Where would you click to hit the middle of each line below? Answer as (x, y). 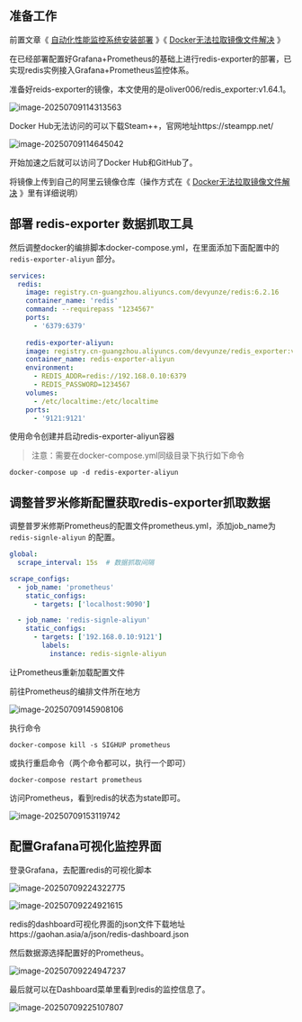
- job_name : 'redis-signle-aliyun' (84, 620)
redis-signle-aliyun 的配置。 (64, 537)
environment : (50, 368)
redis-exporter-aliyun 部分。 (65, 259)
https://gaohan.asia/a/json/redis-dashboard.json (99, 934)
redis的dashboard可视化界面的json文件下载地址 (98, 924)
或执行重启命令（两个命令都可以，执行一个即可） (100, 762)
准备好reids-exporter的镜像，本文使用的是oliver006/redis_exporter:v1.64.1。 (150, 89)
